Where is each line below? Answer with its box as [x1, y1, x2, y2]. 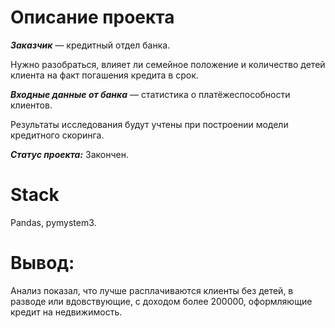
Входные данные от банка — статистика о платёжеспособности [10, 88, 291, 100]
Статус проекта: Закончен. [10, 148, 130, 160]
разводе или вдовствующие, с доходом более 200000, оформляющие [10, 295, 313, 307]
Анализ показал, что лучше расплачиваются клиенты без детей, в [10, 284, 294, 296]
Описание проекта [10, 6, 175, 29]
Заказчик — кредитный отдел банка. [10, 39, 171, 51]
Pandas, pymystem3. [10, 216, 97, 228]
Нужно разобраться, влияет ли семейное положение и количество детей [10, 58, 326, 70]
